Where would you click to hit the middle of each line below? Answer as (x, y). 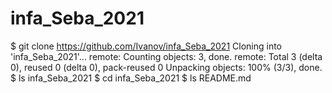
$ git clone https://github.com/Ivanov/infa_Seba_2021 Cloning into (146, 46)
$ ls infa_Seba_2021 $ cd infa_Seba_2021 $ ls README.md (131, 78)
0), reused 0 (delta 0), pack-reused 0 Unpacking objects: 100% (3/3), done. (166, 67)
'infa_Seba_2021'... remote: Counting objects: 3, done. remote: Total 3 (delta (166, 56)
